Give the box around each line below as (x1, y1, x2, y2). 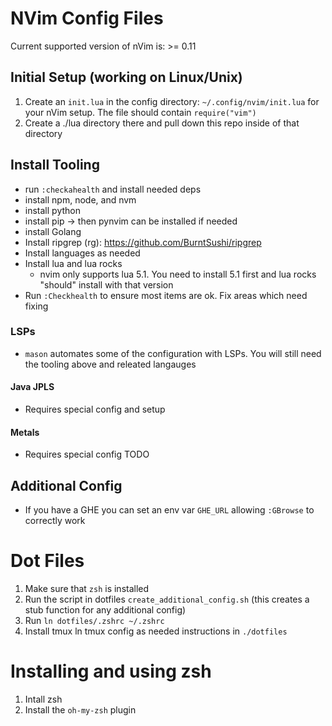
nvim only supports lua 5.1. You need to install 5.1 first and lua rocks (39, 268, 317, 280)
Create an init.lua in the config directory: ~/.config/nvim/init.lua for (24, 95, 320, 107)
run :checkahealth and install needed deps (24, 183, 202, 195)
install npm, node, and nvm (24, 193, 137, 206)
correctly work (24, 515, 86, 527)
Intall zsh (24, 693, 63, 705)
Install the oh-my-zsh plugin (24, 703, 137, 716)
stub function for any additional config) (24, 604, 187, 616)
